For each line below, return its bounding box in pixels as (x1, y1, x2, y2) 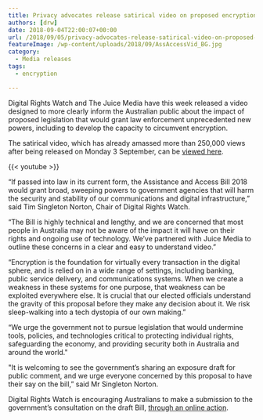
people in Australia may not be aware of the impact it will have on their (8, 225, 235, 235)
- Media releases (15, 56, 72, 63)
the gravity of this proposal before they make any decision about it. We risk (8, 299, 250, 308)
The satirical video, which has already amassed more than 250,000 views (8, 138, 246, 147)
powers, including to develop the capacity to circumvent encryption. (8, 123, 229, 132)
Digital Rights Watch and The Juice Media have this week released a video (8, 98, 248, 107)
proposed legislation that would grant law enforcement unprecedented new (8, 114, 252, 124)
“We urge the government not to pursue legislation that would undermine (8, 322, 244, 331)
